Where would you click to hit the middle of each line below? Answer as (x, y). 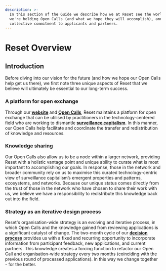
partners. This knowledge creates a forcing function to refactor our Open (80, 249)
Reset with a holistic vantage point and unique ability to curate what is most (82, 162)
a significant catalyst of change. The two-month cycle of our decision (76, 233)
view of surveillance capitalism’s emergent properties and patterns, (74, 178)
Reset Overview (38, 48)
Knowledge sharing (29, 146)
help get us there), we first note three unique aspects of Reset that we (76, 83)
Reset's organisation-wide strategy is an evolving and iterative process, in (80, 223)
